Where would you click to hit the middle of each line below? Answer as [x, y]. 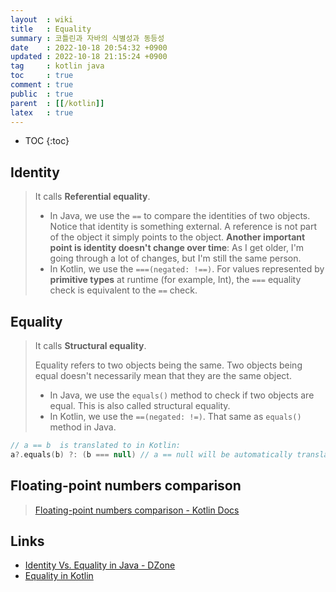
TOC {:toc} [47, 141]
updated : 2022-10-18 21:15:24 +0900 [89, 57]
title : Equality [51, 29]
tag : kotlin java [57, 66]
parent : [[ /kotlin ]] [57, 103]
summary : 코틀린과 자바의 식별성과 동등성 [87, 38]
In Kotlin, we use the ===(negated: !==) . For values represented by [187, 269]
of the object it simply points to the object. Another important [177, 237]
